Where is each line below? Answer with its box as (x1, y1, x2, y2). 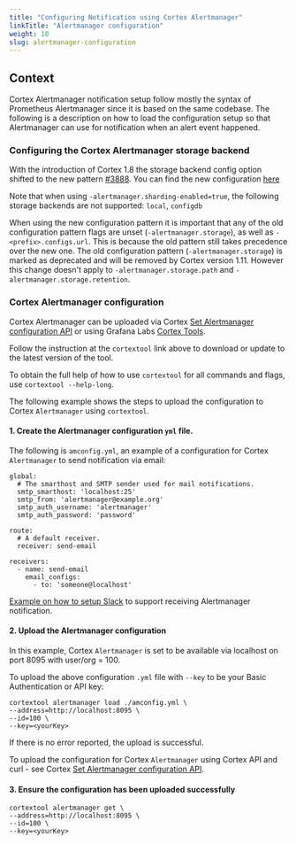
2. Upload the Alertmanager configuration (9, 625, 166, 636)
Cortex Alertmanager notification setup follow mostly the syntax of (9, 94, 252, 105)
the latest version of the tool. (9, 352, 114, 363)
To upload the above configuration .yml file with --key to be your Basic (9, 672, 267, 683)
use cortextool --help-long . (9, 378, 115, 390)
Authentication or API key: (9, 681, 104, 692)
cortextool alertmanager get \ (9, 803, 125, 813)
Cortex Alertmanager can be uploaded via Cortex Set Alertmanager (9, 316, 254, 327)
